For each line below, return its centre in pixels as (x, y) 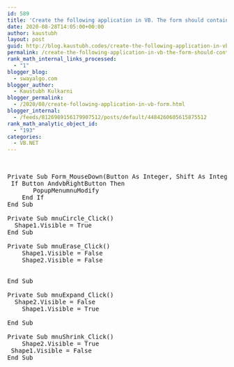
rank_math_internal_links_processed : (62, 59)
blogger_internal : (34, 111)
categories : (24, 136)
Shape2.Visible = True (61, 344)
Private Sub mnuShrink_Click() (61, 337)
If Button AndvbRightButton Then (68, 184)
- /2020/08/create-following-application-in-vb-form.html (100, 104)
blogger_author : (31, 85)
